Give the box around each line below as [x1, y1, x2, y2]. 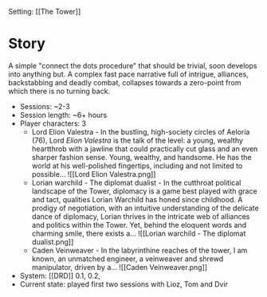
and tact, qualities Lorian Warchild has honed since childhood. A [31, 194, 243, 204]
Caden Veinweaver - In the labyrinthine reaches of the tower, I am [31, 245, 248, 255]
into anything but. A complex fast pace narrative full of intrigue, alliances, [8, 69, 249, 79]
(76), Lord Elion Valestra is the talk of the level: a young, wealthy [31, 135, 243, 145]
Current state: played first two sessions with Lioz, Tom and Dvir [19, 279, 229, 289]
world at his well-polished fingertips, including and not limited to [31, 161, 243, 170]
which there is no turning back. [8, 86, 110, 96]
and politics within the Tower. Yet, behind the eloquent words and [31, 220, 247, 229]
